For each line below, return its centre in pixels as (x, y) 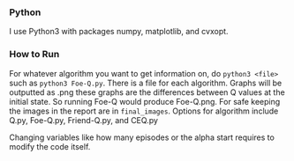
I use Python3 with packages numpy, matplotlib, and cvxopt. (119, 32)
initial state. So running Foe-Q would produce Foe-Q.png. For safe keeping (145, 101)
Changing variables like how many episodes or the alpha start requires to (142, 137)
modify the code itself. (50, 146)
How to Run (34, 55)
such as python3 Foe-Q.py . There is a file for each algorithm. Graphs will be (146, 83)
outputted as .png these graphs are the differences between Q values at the (147, 92)
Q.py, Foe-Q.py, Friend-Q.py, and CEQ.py (84, 120)
